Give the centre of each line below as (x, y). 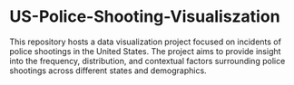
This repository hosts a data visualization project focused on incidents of (145, 42)
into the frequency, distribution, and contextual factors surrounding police (147, 61)
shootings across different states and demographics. (108, 71)
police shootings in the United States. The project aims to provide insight (145, 51)
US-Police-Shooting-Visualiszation (145, 17)
